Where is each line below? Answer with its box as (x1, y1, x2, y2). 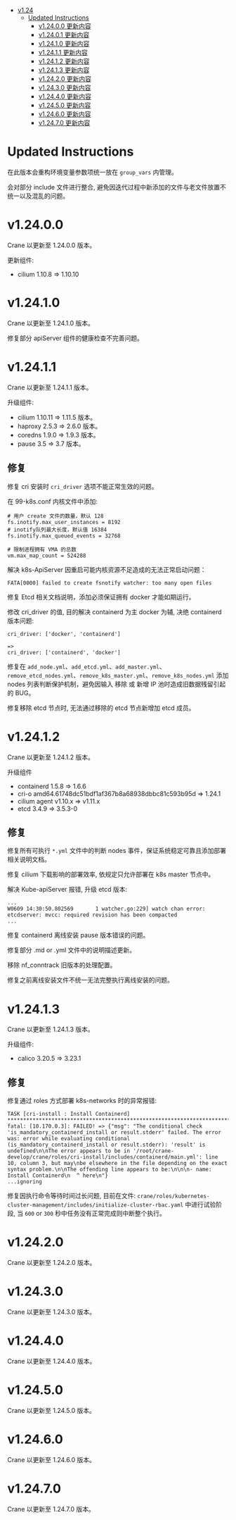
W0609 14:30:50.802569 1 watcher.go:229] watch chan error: (7, 905, 206, 913)
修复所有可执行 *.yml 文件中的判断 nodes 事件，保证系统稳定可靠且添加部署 (7, 847, 227, 855)
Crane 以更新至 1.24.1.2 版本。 (7, 753, 95, 761)
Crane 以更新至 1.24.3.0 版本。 (7, 1307, 96, 1316)
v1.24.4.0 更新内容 (38, 92, 91, 101)
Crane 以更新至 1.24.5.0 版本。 (7, 1406, 96, 1414)
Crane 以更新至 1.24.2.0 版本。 (7, 1259, 96, 1266)
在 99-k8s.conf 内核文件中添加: (7, 497, 98, 506)
